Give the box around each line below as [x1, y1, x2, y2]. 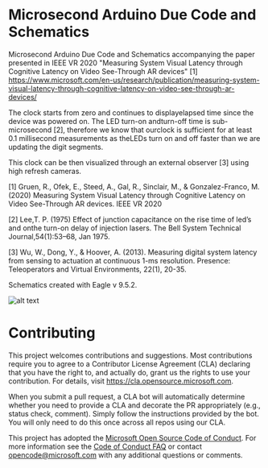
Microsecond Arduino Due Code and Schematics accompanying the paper [8, 49, 255, 59]
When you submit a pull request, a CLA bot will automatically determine [8, 391, 245, 401]
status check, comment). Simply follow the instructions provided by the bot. [8, 408, 260, 418]
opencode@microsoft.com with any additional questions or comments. [8, 449, 243, 460]
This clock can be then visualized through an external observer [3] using [8, 157, 249, 167]
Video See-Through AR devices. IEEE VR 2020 [8, 199, 163, 209]
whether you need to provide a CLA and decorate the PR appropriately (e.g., [8, 400, 262, 410]
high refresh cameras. [8, 166, 82, 176]
